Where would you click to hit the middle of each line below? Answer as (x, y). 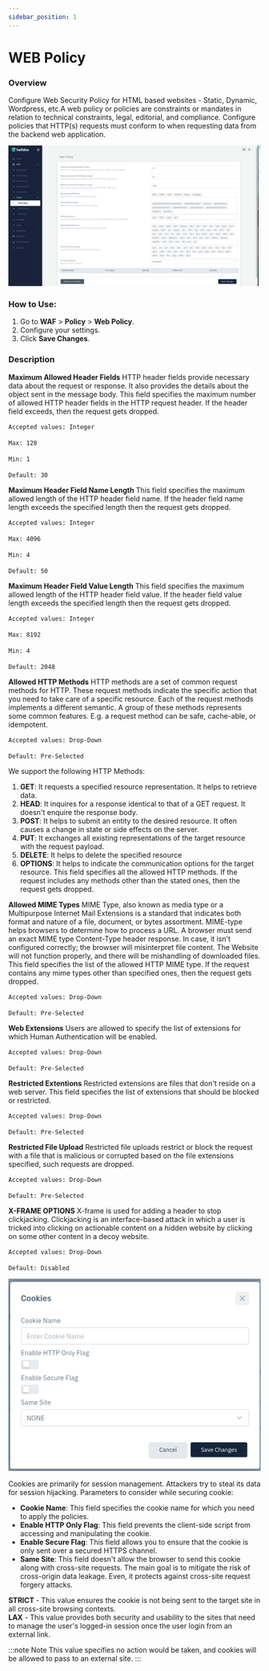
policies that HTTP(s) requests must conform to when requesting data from (132, 126)
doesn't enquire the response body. (79, 812)
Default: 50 (28, 571)
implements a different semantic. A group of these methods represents (125, 707)
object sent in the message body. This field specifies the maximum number (132, 394)
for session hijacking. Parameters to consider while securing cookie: (121, 1492)
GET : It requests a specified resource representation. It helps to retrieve (139, 786)
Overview (28, 83)
